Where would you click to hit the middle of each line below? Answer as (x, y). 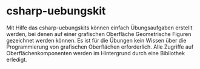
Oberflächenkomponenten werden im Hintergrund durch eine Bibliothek (96, 53)
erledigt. (17, 59)
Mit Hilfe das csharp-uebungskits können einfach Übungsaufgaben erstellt (99, 28)
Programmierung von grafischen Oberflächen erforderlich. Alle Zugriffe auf (100, 47)
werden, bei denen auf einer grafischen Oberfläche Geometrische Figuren (99, 34)
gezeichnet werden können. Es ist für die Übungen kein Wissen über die (96, 40)
